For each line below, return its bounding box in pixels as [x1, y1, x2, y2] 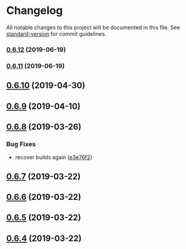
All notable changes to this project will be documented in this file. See [6, 24, 181, 31]
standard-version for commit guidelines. [6, 30, 107, 37]
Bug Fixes [6, 140, 36, 148]
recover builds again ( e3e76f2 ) [15, 154, 93, 161]
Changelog [6, 4, 63, 18]
